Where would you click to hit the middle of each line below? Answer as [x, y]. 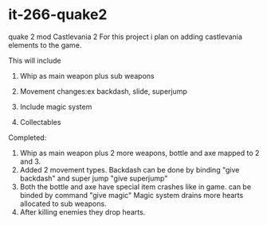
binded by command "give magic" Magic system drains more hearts [132, 195]
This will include [35, 60]
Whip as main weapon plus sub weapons [87, 76]
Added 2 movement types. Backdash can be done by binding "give [130, 169]
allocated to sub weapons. [63, 204]
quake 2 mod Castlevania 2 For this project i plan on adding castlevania [126, 37]
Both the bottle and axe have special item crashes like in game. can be [135, 186]
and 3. [30, 161]
